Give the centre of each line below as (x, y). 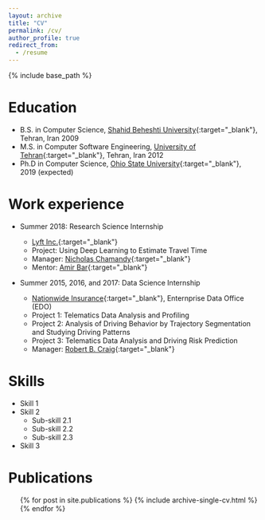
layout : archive (35, 16)
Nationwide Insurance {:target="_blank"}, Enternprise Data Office (138, 298)
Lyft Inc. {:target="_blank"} (74, 242)
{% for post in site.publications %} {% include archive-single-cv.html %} (138, 500)
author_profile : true (44, 38)
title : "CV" (28, 23)
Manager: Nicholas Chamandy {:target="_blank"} (111, 258)
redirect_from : (33, 45)
